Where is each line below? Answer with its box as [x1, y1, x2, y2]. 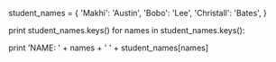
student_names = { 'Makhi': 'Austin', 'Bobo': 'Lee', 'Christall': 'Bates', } [8, 8, 268, 18]
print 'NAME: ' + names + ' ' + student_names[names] [8, 42, 209, 53]
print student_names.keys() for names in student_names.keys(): [8, 25, 245, 35]
